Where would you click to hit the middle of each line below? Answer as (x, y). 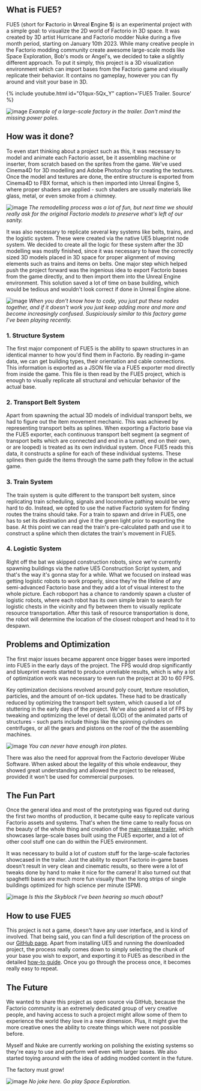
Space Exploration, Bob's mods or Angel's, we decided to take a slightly (95, 56)
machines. (19, 734)
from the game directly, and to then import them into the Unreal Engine (94, 276)
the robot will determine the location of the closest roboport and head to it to (101, 619)
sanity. (14, 220)
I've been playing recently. (39, 320)
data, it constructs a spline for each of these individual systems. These (94, 454)
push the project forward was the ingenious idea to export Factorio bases (97, 270)
